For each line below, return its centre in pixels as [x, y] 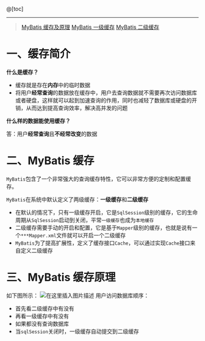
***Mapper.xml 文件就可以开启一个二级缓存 [73, 235]
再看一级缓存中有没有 [42, 316]
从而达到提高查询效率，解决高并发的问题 [77, 108]
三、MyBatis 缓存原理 [61, 278]
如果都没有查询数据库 [42, 323]
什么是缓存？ [22, 72]
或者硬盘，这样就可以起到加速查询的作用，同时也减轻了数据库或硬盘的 [103, 100]
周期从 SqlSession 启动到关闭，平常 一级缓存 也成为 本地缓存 [85, 220]
